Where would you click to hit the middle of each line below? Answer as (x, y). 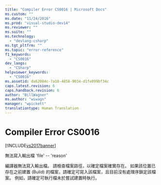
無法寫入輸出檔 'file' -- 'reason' (36, 156)
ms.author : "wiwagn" (26, 100)
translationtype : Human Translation (42, 108)
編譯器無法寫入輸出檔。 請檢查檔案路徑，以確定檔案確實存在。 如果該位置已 (80, 166)
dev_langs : (16, 63)
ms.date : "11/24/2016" (28, 18)
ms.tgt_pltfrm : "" (23, 45)
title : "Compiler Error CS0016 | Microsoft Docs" (56, 9)
